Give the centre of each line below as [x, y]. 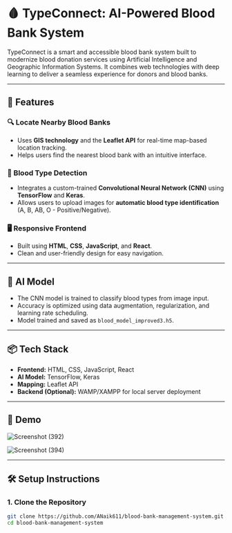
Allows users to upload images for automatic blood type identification [118, 202]
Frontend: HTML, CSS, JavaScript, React [76, 369]
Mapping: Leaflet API [48, 384]
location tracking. [42, 147]
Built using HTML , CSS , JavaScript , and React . [85, 246]
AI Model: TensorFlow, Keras [58, 377]
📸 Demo [24, 420]
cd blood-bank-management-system [55, 523]
